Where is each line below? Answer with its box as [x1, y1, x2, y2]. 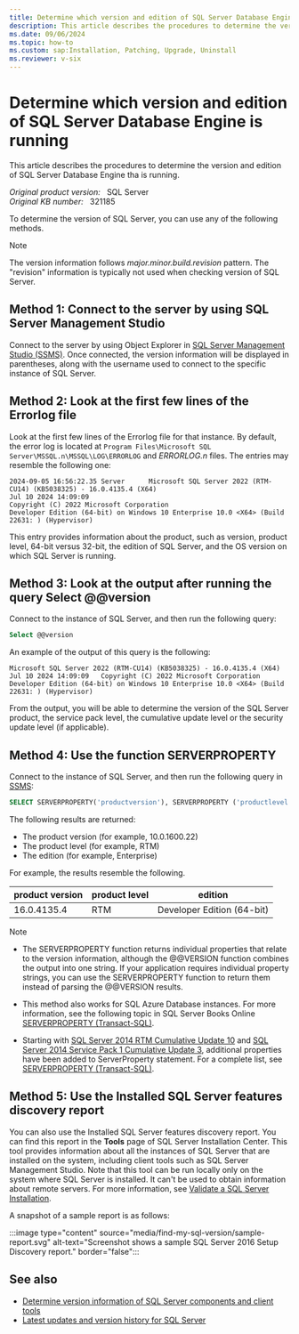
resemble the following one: [9, 459, 111, 470]
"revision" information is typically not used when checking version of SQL [9, 266, 280, 277]
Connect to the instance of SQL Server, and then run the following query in [9, 772, 283, 782]
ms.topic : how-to [9, 37, 74, 47]
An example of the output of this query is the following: [9, 647, 211, 658]
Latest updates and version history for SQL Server [21, 1314, 206, 1325]
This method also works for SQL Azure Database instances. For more [21, 998, 276, 1009]
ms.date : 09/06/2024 [9, 29, 86, 38]
